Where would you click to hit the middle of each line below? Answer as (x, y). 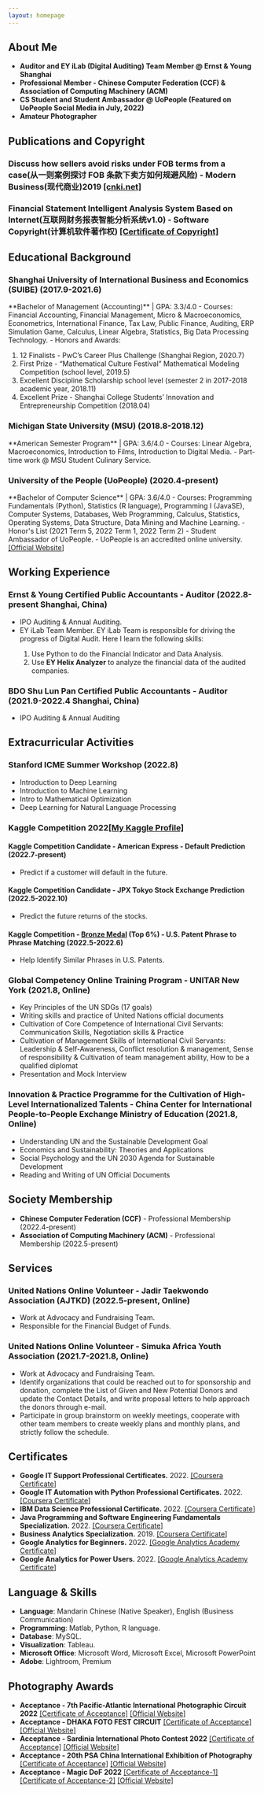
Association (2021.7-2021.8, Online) (79, 1356)
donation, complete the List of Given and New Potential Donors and (128, 1390)
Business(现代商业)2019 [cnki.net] (75, 187)
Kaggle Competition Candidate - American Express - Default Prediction (127, 846)
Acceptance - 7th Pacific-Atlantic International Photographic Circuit (133, 1705)
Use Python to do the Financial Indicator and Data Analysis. (127, 653)
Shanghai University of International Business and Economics (128, 279)
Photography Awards (61, 1686)
